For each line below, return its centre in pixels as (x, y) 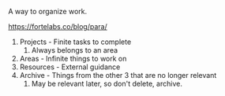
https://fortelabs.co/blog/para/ (58, 26)
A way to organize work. (48, 11)
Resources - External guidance (70, 67)
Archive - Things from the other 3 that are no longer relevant (118, 75)
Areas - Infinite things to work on (73, 59)
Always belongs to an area (75, 50)
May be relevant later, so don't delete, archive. (107, 83)
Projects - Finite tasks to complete (75, 42)
